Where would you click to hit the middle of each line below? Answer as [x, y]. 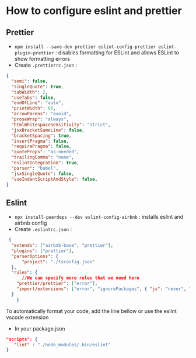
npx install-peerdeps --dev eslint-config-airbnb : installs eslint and [99, 217]
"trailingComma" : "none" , [43, 157]
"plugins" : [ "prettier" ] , [43, 251]
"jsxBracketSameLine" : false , [48, 130]
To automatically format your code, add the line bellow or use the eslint [91, 311]
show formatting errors [42, 59]
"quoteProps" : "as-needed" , [45, 152]
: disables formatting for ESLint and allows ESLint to [117, 53]
